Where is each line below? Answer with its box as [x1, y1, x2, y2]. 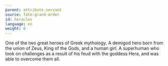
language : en [5, 21, 33, 27]
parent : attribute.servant [5, 7, 62, 13]
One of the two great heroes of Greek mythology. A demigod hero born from [5, 40, 163, 46]
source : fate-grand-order [5, 12, 59, 17]
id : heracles [5, 17, 33, 22]
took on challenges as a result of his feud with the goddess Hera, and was [5, 51, 159, 57]
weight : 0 [5, 26, 26, 31]
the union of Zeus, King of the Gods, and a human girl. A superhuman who [5, 45, 159, 51]
